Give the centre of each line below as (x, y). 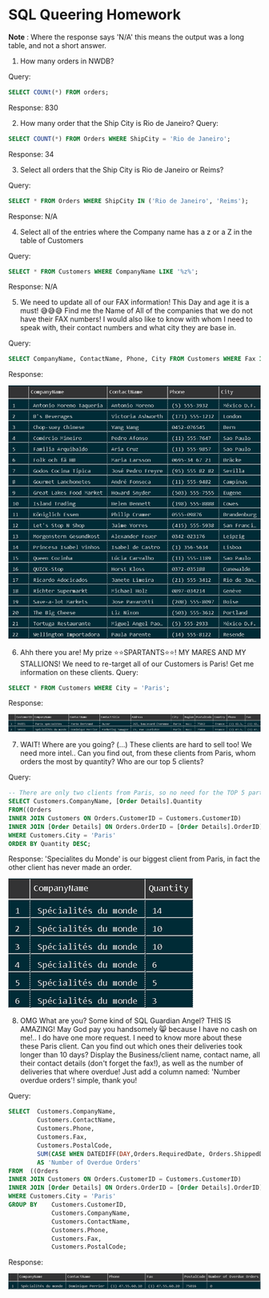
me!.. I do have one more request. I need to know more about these (131, 1038)
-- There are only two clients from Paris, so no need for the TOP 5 (127, 793)
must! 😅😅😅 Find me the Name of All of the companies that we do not (136, 311)
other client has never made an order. (70, 867)
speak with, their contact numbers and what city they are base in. (128, 328)
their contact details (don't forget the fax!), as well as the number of (132, 1063)
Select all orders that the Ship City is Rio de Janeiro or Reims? (122, 169)
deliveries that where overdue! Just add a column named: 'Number (130, 1072)
